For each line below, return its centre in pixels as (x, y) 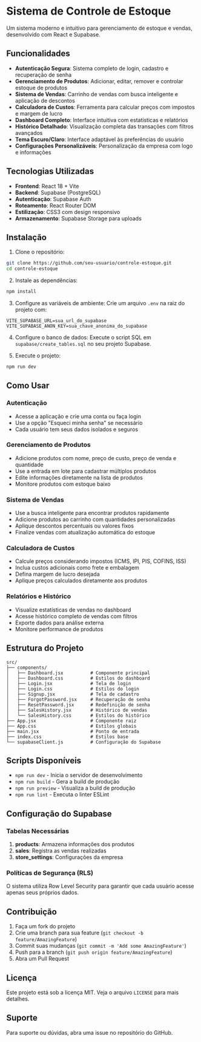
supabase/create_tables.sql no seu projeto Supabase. (83, 344)
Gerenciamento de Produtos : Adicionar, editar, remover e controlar (99, 81)
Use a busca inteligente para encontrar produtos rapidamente (92, 513)
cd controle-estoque (32, 269)
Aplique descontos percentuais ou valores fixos (74, 526)
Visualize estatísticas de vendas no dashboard (73, 610)
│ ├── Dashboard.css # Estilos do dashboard (78, 678)
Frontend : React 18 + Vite (47, 186)
